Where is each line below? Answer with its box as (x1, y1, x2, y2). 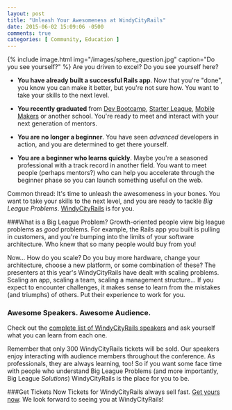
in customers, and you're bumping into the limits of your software (7, 233, 194, 241)
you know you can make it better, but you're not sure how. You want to (17, 84, 219, 92)
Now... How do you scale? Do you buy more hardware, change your (7, 254, 201, 262)
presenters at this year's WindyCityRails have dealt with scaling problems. (7, 268, 219, 277)
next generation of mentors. (17, 119, 97, 128)
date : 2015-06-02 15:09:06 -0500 (7, 23, 104, 30)
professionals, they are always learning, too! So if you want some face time (7, 360, 222, 368)
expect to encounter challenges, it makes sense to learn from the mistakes (7, 283, 221, 291)
